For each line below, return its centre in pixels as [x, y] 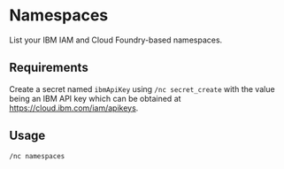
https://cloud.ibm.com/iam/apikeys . [74, 108]
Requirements [49, 68]
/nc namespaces [37, 156]
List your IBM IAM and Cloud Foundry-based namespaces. [116, 40]
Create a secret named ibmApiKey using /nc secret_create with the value [142, 88]
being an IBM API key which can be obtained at [95, 98]
